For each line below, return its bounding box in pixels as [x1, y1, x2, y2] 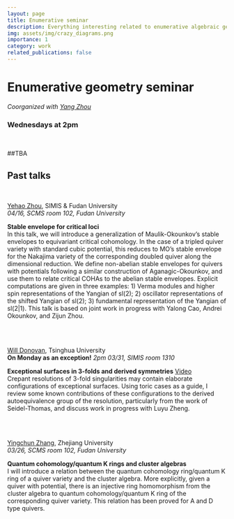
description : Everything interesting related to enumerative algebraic [7, 23, 219, 30]
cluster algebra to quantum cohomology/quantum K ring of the [7, 489, 187, 497]
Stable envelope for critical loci [7, 222, 100, 231]
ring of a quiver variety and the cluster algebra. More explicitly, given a [7, 474, 210, 483]
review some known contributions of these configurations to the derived [7, 389, 214, 397]
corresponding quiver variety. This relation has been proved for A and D [7, 497, 214, 505]
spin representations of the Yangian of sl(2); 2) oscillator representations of [7, 289, 224, 298]
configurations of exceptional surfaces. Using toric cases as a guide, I [7, 381, 208, 390]
